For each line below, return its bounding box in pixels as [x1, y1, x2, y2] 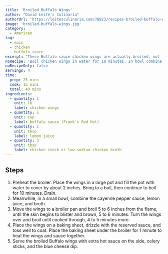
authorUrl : [5, 17, 28, 22]
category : [5, 26, 26, 31]
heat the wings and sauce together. [12, 232, 86, 238]
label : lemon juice [14, 134, 55, 139]
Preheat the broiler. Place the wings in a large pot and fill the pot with [12, 179, 155, 185]
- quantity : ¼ [9, 110, 39, 115]
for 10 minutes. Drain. [12, 190, 56, 196]
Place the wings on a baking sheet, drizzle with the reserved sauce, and [12, 222, 161, 228]
